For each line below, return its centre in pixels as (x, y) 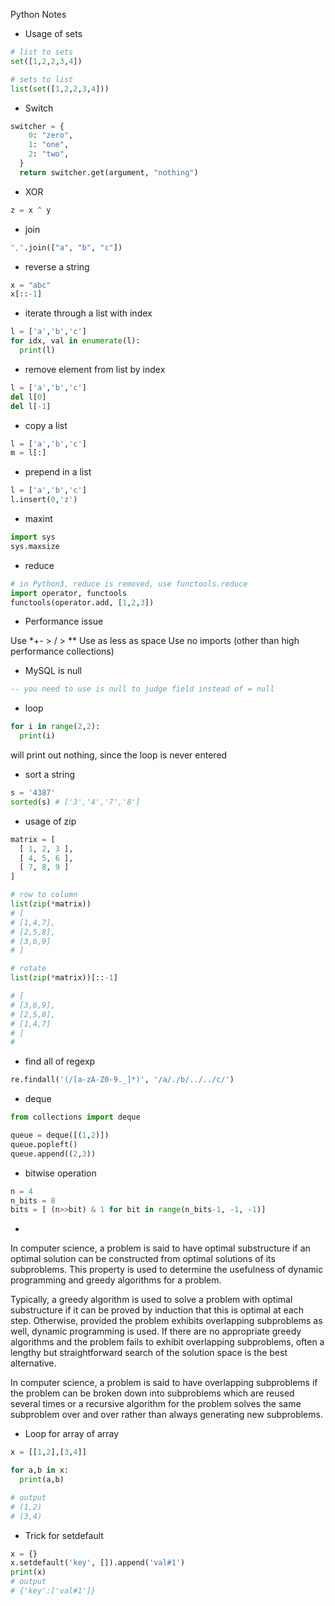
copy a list (46, 425)
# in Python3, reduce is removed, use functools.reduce (129, 584)
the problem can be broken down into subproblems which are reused (152, 1393)
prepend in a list (58, 472)
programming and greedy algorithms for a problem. (116, 1280)
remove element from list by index (95, 369)
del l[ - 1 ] (31, 406)
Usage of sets (53, 33)
